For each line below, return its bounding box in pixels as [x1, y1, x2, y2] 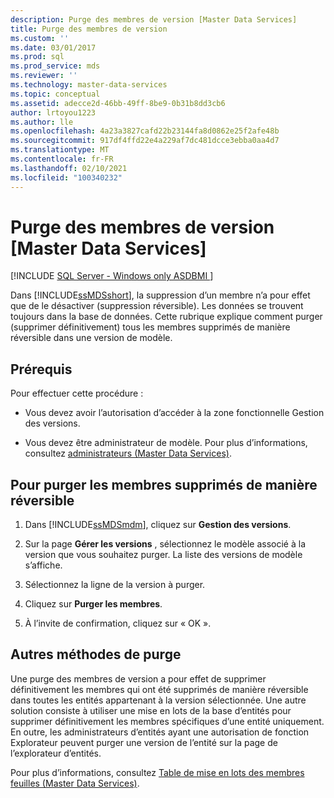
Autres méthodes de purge [10, 646, 182, 663]
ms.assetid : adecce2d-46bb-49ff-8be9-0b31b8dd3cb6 [10, 98, 226, 108]
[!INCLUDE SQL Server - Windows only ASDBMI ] [10, 270, 214, 282]
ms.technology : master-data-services [10, 80, 168, 90]
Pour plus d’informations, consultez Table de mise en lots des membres [10, 766, 305, 778]
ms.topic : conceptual [10, 89, 101, 99]
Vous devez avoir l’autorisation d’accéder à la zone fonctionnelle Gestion [24, 407, 325, 419]
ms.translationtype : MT [10, 145, 110, 155]
